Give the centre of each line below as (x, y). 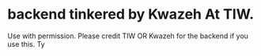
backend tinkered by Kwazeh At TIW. (131, 14)
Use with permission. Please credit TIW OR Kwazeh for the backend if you (128, 36)
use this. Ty (26, 44)
